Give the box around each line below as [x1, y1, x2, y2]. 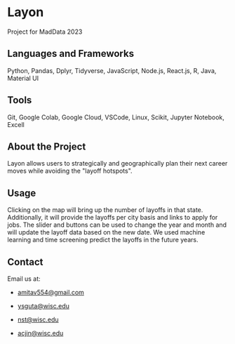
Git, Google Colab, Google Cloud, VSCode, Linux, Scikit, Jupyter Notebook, [7, 113, 224, 121]
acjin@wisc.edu [17, 329, 64, 337]
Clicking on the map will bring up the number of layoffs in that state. [7, 206, 203, 214]
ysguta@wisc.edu [17, 302, 70, 310]
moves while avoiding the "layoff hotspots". [7, 166, 133, 176]
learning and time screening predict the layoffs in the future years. [7, 236, 199, 244]
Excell [7, 120, 25, 128]
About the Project [7, 140, 86, 152]
